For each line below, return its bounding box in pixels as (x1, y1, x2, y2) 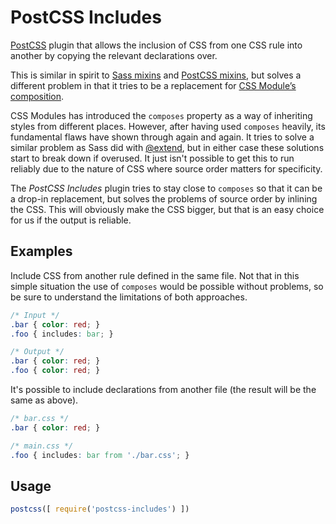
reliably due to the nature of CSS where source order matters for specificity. (10, 162, 323, 175)
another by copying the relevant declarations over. (10, 49, 218, 61)
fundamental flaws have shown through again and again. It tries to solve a (10, 131, 315, 143)
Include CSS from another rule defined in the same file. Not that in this (10, 269, 300, 281)
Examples (10, 243, 73, 260)
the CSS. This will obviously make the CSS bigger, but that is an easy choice (10, 203, 325, 215)
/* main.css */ (10, 441, 74, 451)
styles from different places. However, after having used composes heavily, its (10, 120, 326, 132)
